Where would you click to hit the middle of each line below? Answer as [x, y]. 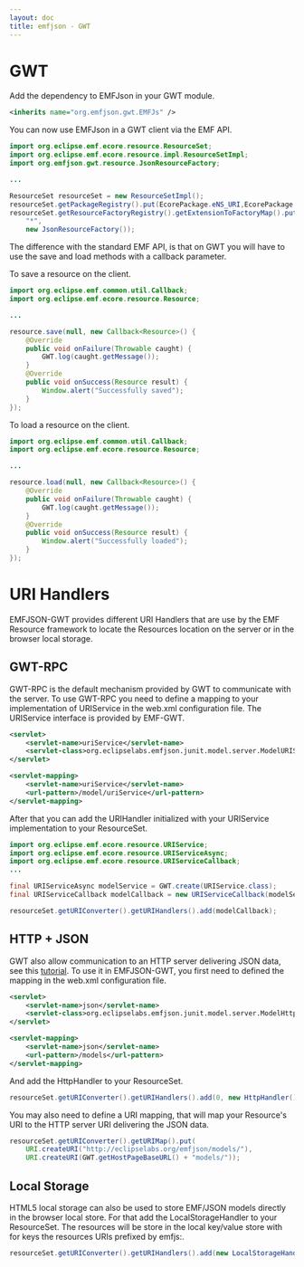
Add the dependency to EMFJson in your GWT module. [112, 96]
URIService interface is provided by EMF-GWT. [97, 718]
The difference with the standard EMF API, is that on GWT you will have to [147, 247]
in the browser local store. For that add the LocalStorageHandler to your [143, 1217]
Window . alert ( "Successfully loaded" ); [115, 541]
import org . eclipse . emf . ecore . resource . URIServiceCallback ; [125, 862]
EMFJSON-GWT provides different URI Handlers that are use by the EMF [145, 619]
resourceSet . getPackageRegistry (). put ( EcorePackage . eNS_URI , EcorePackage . [153, 205]
